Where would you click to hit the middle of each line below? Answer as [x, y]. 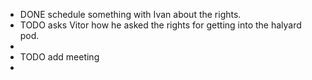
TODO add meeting [59, 57]
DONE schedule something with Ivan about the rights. [130, 14]
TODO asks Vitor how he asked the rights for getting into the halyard [160, 25]
